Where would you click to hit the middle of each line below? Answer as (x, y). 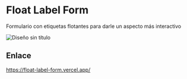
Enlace (19, 56)
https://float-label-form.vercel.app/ (48, 70)
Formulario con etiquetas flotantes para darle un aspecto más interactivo (93, 26)
